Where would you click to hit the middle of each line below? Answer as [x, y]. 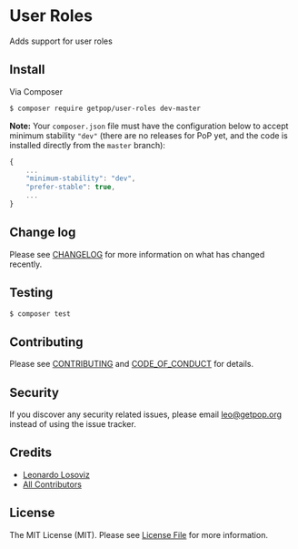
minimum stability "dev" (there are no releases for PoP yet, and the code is [149, 135]
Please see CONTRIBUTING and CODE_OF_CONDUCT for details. [132, 364]
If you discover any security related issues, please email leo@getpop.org [146, 414]
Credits [31, 453]
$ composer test [40, 314]
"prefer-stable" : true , [71, 188]
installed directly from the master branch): [88, 145]
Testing [31, 293]
